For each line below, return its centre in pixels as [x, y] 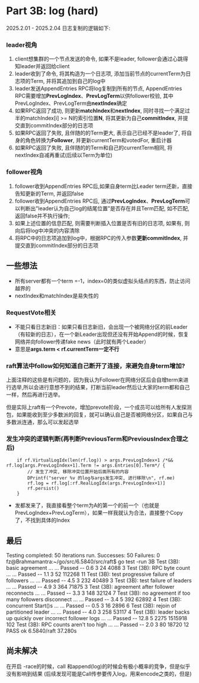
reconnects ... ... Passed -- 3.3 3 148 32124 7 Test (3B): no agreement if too [98, 593]
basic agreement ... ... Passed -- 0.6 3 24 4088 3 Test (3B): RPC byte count [98, 568]
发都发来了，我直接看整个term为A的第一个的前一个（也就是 [87, 505]
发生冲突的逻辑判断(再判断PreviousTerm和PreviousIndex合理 [94, 438]
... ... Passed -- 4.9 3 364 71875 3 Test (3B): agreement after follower [90, 587]
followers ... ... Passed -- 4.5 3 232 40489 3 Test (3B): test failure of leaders [99, 581]
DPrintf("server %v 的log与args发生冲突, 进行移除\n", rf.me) [101, 478]
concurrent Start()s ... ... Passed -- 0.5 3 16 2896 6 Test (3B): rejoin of [91, 606]
